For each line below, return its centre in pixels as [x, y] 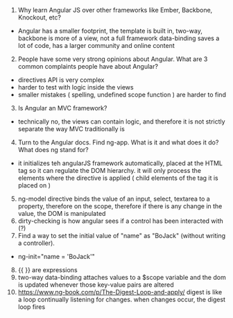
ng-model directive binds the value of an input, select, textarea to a [114, 199]
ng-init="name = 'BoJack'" [57, 257]
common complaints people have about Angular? [88, 66]
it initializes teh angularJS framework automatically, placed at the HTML [120, 163]
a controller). [36, 243]
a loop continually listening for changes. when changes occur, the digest [122, 299]
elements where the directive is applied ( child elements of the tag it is [118, 178]
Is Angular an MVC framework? [62, 108]
